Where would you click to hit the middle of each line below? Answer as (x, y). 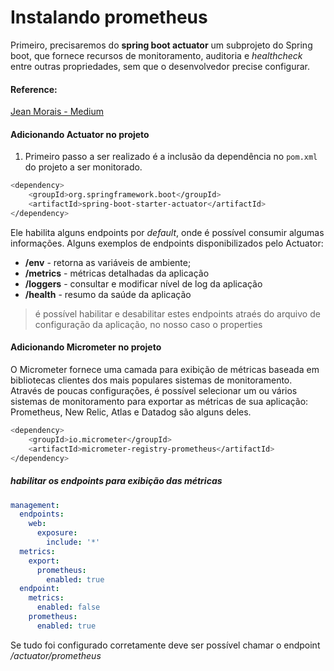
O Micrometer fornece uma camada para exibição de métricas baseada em (165, 370)
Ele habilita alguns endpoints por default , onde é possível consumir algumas (167, 232)
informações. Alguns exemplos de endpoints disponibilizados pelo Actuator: (167, 243)
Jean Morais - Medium (57, 112)
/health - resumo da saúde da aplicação (108, 294)
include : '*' (73, 542)
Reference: (34, 89)
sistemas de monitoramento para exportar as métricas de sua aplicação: (159, 402)
